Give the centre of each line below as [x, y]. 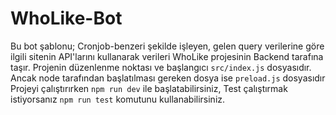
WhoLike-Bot [66, 18]
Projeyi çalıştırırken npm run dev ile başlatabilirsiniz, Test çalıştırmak [149, 88]
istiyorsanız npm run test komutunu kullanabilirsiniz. [118, 99]
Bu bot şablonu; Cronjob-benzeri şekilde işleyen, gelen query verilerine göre [167, 46]
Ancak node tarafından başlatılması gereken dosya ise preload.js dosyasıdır [168, 78]
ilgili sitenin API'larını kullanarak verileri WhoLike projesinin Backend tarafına [167, 56]
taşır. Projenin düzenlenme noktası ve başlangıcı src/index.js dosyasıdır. [161, 67]
